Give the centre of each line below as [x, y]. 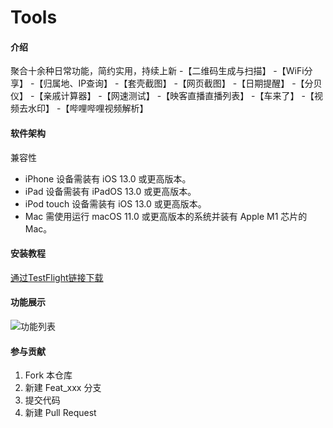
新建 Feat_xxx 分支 [63, 388]
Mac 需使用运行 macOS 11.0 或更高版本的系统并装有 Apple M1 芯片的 [166, 216]
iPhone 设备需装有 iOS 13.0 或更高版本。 [108, 178]
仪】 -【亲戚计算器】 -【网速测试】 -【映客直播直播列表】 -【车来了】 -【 [162, 96]
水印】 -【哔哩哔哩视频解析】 [88, 108]
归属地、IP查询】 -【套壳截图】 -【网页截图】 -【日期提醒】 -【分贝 [183, 83]
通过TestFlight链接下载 [57, 277]
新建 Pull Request [60, 413]
